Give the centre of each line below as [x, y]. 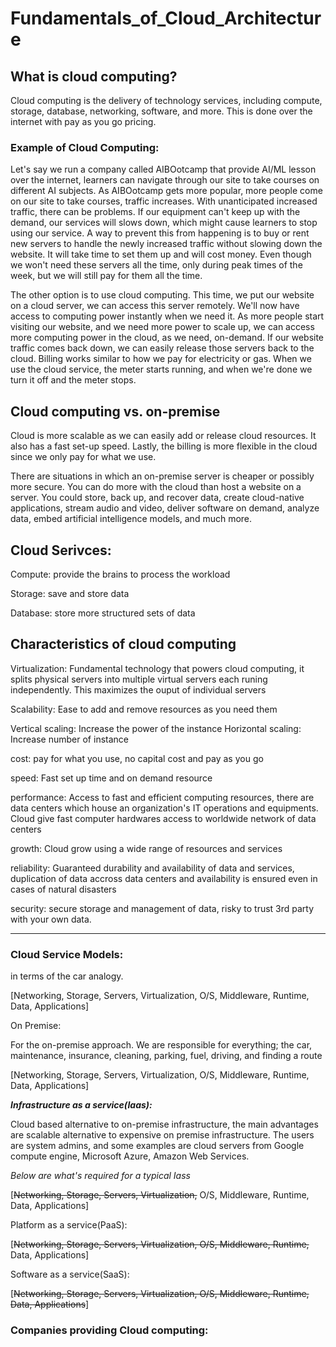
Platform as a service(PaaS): [69, 1225]
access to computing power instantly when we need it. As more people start [167, 316]
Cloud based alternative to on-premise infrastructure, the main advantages [164, 1124]
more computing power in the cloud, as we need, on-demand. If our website [167, 338]
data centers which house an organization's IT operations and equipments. [164, 808]
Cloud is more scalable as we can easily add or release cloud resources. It [163, 436]
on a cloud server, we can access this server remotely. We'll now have [155, 306]
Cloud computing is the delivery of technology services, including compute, [166, 100]
